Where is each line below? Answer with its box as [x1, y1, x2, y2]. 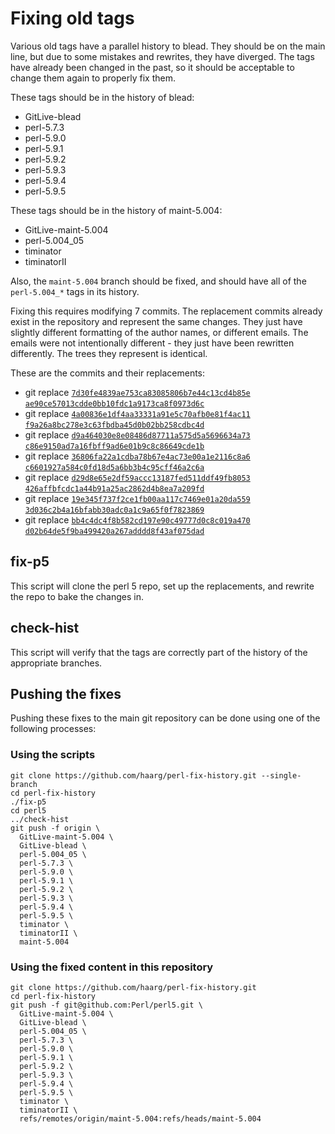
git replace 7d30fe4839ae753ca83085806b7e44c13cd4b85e [24, 386, 251, 398]
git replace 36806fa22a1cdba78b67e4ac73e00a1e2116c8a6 [24, 450, 251, 462]
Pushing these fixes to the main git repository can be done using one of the [10, 712, 321, 724]
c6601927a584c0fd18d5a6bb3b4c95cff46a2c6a [24, 462, 205, 472]
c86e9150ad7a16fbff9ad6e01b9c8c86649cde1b [24, 441, 205, 451]
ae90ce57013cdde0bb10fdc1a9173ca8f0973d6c [24, 398, 205, 409]
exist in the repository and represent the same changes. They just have [10, 315, 303, 327]
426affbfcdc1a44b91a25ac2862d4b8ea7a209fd [24, 483, 205, 494]
